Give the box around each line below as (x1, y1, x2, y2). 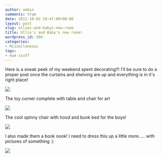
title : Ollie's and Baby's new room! (5, 30, 83, 35)
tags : (5, 48, 16, 53)
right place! (5, 77, 29, 83)
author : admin (5, 7, 34, 12)
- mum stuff (5, 53, 30, 58)
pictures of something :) (5, 138, 54, 144)
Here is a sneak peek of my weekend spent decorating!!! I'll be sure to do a (5, 66, 158, 72)
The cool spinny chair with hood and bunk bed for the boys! (5, 114, 127, 121)
